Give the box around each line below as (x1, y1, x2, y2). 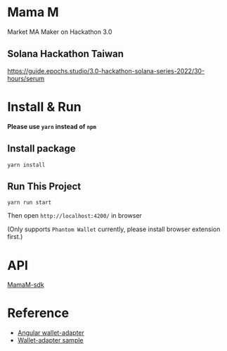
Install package (7, 142, 76, 155)
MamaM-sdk (7, 281, 44, 289)
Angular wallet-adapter (17, 328, 84, 337)
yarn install (7, 161, 46, 168)
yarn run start (7, 199, 52, 207)
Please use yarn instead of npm (7, 122, 97, 130)
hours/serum (7, 74, 45, 82)
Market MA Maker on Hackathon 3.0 (7, 27, 112, 36)
